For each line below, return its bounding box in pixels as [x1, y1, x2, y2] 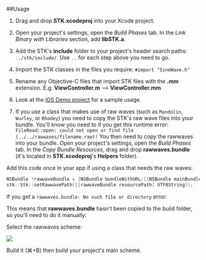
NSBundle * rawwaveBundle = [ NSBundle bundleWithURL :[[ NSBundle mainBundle [6, 176, 202, 182]
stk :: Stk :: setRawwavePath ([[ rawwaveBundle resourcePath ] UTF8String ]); [6, 182, 193, 188]
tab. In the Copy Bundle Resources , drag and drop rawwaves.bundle [15, 146, 190, 153]
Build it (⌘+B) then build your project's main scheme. [6, 247, 142, 254]
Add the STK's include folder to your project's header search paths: [15, 47, 188, 55]
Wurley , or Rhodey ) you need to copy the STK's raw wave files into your [15, 115, 194, 121]
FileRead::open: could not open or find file [15, 128, 134, 134]
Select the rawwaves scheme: [6, 223, 83, 231]
